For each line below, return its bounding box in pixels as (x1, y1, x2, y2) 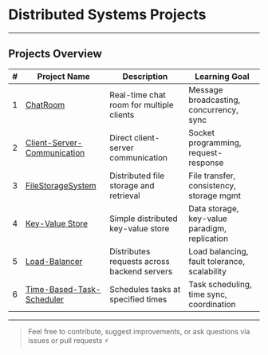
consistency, (188, 179, 237, 191)
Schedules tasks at (109, 283, 181, 294)
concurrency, (188, 104, 239, 115)
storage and (109, 179, 155, 191)
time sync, (188, 289, 227, 300)
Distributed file (109, 170, 165, 181)
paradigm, (188, 223, 227, 234)
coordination (188, 298, 236, 310)
